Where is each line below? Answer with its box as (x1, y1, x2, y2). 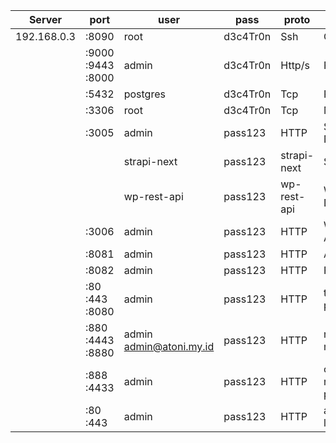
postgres (123, 87, 166, 101)
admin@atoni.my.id (123, 340, 215, 353)
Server (28, 13, 62, 26)
